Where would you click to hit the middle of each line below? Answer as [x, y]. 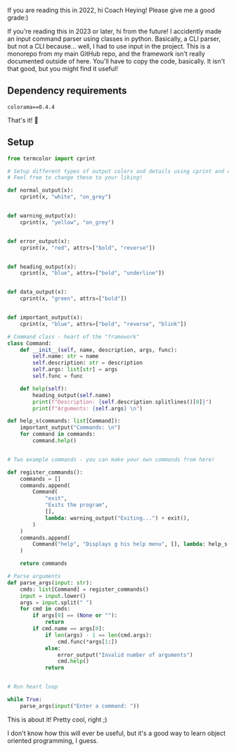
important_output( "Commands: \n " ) [70, 428]
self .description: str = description [87, 363]
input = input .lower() [53, 596]
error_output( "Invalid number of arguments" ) [125, 655]
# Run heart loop [33, 687]
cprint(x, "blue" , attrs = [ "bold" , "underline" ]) [92, 273]
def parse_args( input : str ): [50, 583]
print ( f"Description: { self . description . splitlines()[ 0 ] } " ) [122, 402]
